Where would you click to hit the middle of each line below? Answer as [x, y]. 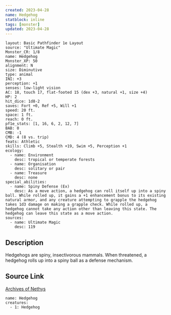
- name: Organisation [33, 164]
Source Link [25, 276]
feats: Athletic [23, 142]
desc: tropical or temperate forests [55, 160]
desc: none [26, 178]
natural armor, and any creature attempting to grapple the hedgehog [81, 200]
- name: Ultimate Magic [35, 223]
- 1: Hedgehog [25, 307]
